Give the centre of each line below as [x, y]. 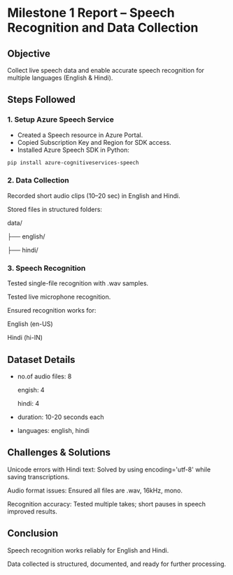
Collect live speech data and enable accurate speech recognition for [106, 70]
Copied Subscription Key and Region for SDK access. [94, 142]
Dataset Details [41, 359]
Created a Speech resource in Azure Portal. [80, 135]
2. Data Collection [38, 180]
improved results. [32, 511]
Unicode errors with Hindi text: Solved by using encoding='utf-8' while [109, 469]
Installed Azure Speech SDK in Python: [73, 150]
